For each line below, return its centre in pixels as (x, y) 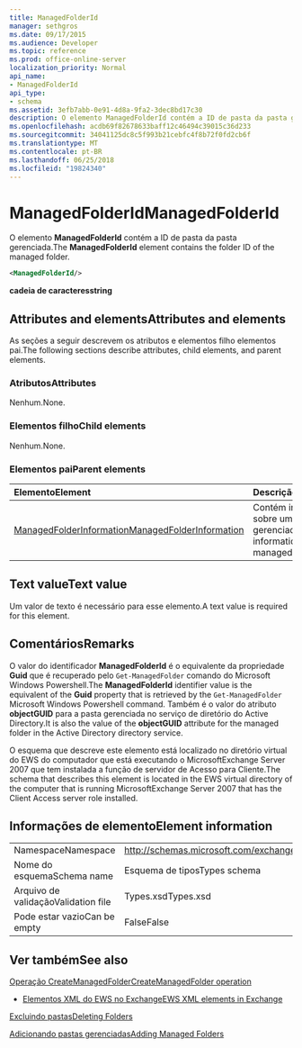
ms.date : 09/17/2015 (48, 34)
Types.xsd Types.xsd (168, 897)
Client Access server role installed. (74, 798)
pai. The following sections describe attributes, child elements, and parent (145, 350)
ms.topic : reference (48, 51)
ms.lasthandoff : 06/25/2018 (62, 160)
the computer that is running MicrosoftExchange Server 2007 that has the (146, 788)
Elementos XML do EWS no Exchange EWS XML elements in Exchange (152, 999)
